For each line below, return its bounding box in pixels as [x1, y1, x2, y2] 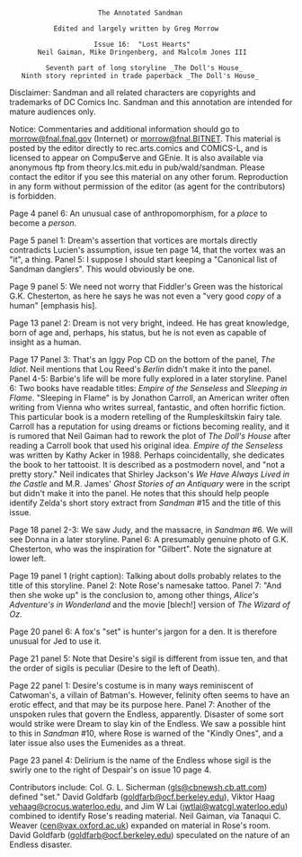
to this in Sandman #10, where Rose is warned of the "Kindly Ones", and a [9, 728, 284, 738]
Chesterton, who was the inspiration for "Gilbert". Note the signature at [9, 544, 272, 554]
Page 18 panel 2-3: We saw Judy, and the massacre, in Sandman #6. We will [9, 524, 294, 535]
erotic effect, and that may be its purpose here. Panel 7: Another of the [9, 700, 271, 710]
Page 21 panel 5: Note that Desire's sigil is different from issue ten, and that [9, 653, 289, 664]
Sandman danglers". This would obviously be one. [9, 263, 195, 274]
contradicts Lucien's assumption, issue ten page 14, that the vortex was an [9, 245, 286, 255]
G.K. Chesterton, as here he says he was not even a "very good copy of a [9, 290, 281, 301]
